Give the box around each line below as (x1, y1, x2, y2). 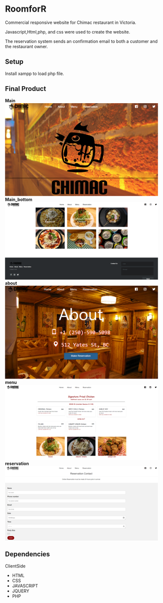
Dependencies (5, 550, 50, 558)
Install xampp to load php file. (5, 71, 65, 76)
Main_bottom (5, 196, 33, 202)
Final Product (5, 85, 46, 93)
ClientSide (5, 563, 26, 569)
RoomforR (5, 3, 47, 15)
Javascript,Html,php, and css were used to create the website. (5, 29, 130, 35)
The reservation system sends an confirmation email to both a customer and (5, 38, 158, 44)
